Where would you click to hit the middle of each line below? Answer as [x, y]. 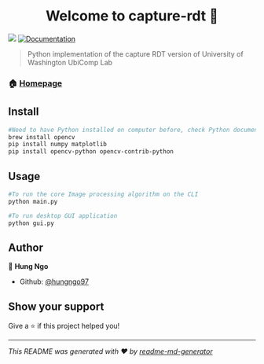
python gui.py [31, 223]
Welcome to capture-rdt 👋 [132, 16]
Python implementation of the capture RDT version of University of [135, 53]
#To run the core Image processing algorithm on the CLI [103, 194]
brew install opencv [42, 137]
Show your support [56, 306]
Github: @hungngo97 [54, 281]
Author [26, 247]
